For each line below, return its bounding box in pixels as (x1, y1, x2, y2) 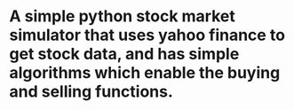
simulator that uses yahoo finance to (9, 25, 286, 45)
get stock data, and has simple (9, 44, 240, 64)
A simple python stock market (9, 6, 235, 27)
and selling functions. (9, 82, 173, 102)
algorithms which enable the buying (9, 63, 281, 83)
